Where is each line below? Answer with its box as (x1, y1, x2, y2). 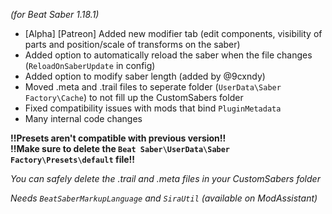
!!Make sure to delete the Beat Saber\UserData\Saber (10, 143, 231, 154)
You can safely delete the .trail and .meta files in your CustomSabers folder (10, 173, 321, 184)
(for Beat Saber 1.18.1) (10, 9, 100, 20)
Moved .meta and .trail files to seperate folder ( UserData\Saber (24, 81, 282, 93)
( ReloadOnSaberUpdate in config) (24, 60, 156, 71)
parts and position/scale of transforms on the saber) (24, 39, 241, 50)
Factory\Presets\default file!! (10, 154, 136, 165)
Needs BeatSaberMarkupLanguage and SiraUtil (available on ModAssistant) (10, 192, 318, 204)
